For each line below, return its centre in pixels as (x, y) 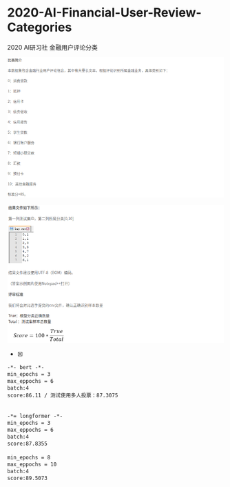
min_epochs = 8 (29, 457)
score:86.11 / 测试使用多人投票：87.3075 (63, 395)
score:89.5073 (28, 478)
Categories (40, 27)
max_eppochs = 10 (32, 464)
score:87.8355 (28, 444)
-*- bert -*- (26, 367)
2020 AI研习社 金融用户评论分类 (53, 47)
